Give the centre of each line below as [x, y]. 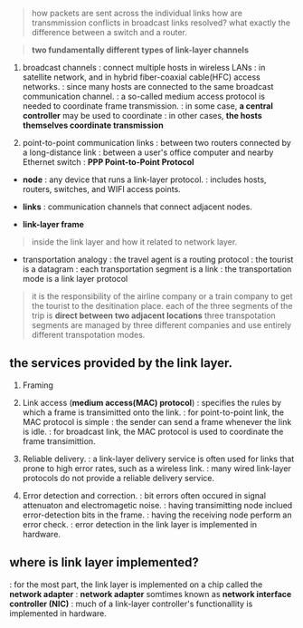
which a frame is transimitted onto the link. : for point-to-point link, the [153, 412]
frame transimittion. [59, 441]
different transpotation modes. [88, 335]
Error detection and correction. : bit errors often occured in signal [144, 495]
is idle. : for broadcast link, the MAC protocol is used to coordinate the [153, 431]
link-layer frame [53, 224]
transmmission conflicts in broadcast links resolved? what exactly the [161, 23]
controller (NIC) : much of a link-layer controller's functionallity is [131, 604]
